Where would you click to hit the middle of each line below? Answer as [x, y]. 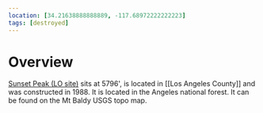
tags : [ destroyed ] [38, 23]
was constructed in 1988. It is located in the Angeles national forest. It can [129, 92]
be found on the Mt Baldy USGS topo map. [78, 100]
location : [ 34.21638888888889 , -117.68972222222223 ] [97, 15]
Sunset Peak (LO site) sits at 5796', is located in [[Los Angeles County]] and [132, 84]
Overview [41, 62]
